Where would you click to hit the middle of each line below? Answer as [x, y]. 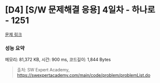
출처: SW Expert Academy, [43, 70]
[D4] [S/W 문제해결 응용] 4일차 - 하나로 [80, 10]
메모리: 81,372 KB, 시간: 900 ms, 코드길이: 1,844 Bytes [58, 60]
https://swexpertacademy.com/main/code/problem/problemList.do [84, 75]
